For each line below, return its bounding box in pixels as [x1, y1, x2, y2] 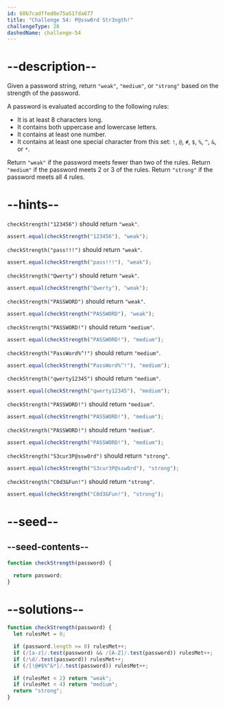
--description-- [7, 59, 97, 74]
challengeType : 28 [7, 23, 60, 30]
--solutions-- [7, 602, 84, 617]
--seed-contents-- [7, 541, 89, 553]
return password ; [13, 572, 63, 579]
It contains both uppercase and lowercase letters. [16, 123, 158, 131]
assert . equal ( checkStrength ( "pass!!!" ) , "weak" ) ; [7, 259, 152, 266]
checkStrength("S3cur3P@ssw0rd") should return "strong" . [7, 452, 170, 460]
